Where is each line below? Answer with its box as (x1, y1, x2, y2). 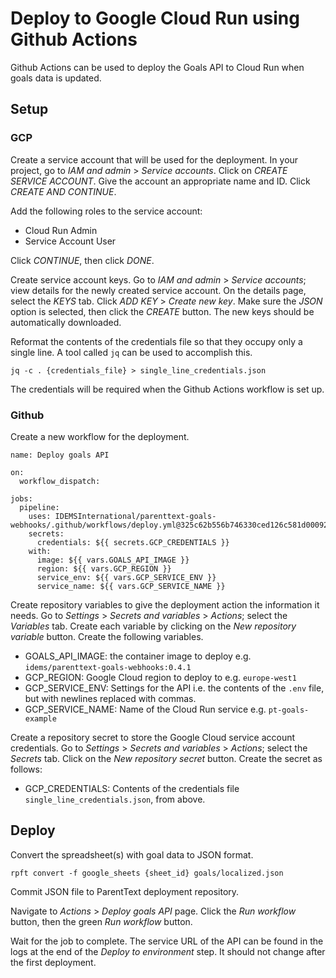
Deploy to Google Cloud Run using (10, 7, 300, 30)
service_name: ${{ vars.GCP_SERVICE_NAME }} (36, 581, 226, 591)
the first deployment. (10, 956, 97, 968)
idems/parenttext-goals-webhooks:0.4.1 (24, 662, 192, 672)
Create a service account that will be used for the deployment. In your (10, 153, 299, 166)
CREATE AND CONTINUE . (10, 185, 117, 197)
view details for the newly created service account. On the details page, (10, 284, 307, 296)
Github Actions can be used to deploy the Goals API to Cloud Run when (10, 61, 305, 73)
